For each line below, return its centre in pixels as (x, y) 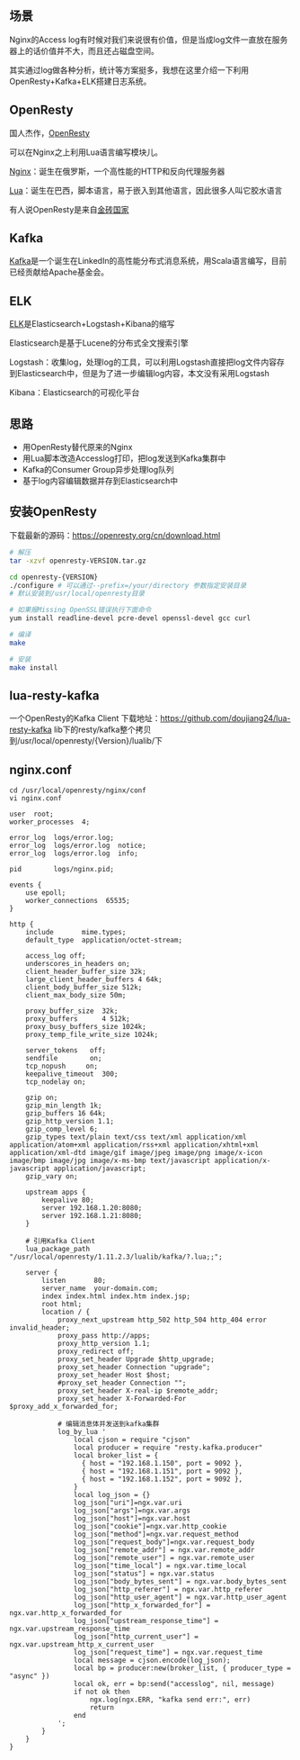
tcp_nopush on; (62, 1066)
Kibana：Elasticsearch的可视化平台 (75, 393)
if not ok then (101, 1692)
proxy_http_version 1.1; (104, 1344)
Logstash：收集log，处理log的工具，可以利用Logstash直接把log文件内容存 (147, 362)
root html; (62, 1304)
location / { (66, 1313)
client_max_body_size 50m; (76, 996)
